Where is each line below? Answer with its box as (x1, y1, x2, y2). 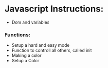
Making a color (11, 53, 42, 58)
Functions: (4, 31, 31, 38)
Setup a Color (11, 58, 39, 64)
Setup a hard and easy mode (11, 42, 70, 48)
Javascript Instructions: (4, 3, 104, 14)
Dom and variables (11, 19, 50, 25)
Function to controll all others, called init (11, 47, 92, 54)
